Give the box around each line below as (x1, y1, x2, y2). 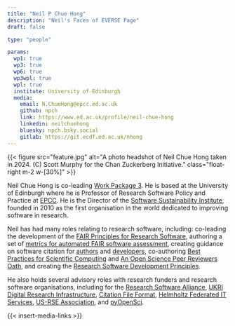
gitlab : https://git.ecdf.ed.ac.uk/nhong (20, 133, 142, 140)
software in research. (7, 211, 69, 219)
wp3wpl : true (13, 74, 52, 81)
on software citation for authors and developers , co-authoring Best (7, 247, 201, 255)
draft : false (7, 23, 46, 30)
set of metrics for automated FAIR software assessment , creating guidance (7, 239, 224, 247)
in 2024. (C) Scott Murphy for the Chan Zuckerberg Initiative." (7, 160, 186, 168)
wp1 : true (13, 55, 42, 62)
